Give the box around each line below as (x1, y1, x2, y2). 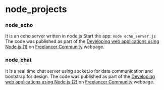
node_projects (5, 4, 67, 15)
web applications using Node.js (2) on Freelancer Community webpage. (5, 78, 155, 84)
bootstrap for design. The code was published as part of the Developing (5, 73, 155, 79)
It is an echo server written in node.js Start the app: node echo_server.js (5, 33, 156, 39)
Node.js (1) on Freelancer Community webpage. (5, 44, 105, 50)
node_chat (5, 57, 32, 64)
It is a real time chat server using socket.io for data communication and (5, 68, 153, 74)
